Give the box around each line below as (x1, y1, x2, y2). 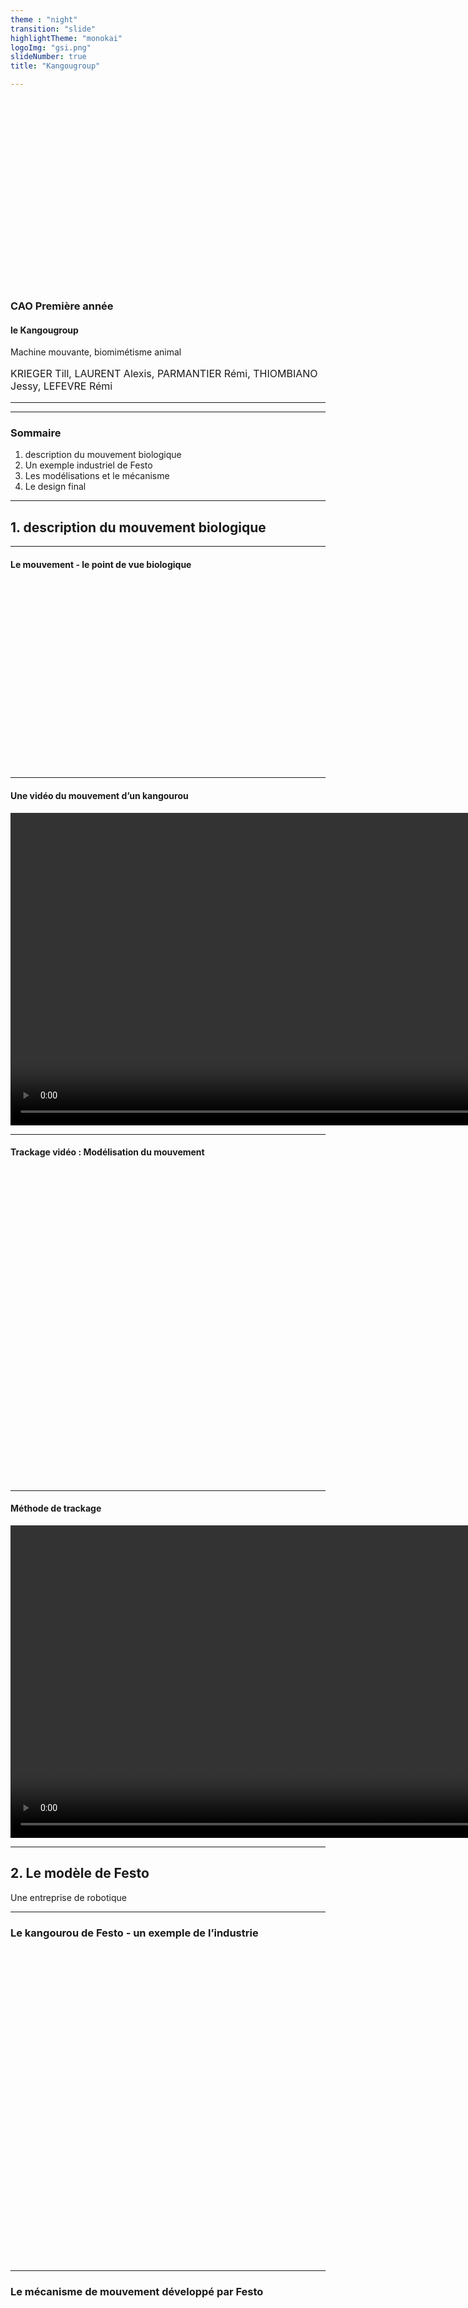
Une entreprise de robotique (10, 1891, 127, 1903)
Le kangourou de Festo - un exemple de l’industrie (10, 1926, 259, 1940)
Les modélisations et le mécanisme (24, 470, 170, 482)
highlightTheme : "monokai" (10, 33, 123, 43)
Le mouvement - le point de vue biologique (10, 558, 192, 570)
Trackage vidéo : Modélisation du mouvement (10, 1146, 205, 1158)
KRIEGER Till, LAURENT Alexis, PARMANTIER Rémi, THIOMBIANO (10, 367, 318, 381)
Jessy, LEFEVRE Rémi (10, 379, 113, 393)
